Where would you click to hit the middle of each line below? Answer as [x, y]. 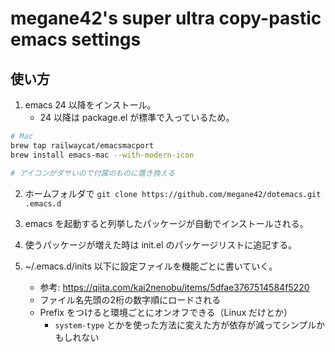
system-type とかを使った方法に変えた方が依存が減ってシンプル [185, 324]
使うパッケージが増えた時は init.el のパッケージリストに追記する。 [161, 244]
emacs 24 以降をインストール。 [90, 105]
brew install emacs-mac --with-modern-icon [102, 155]
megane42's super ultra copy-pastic [166, 18]
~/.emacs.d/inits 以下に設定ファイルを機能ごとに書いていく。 [151, 266]
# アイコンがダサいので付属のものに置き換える [93, 173]
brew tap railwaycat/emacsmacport [82, 145]
